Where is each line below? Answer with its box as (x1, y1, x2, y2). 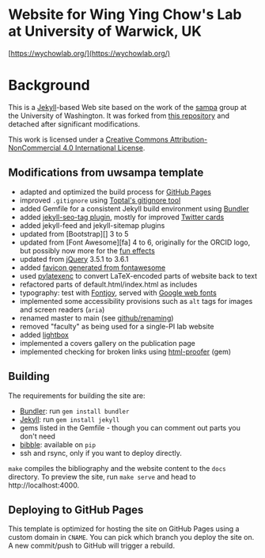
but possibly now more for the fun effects (19, 245, 156, 255)
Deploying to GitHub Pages (8, 503, 144, 516)
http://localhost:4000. (8, 480, 80, 490)
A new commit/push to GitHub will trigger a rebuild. (8, 541, 176, 551)
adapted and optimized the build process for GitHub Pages (19, 187, 212, 196)
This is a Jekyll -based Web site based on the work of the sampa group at (8, 102, 247, 112)
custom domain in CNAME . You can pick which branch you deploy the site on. (8, 533, 255, 542)
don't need (19, 431, 55, 441)
